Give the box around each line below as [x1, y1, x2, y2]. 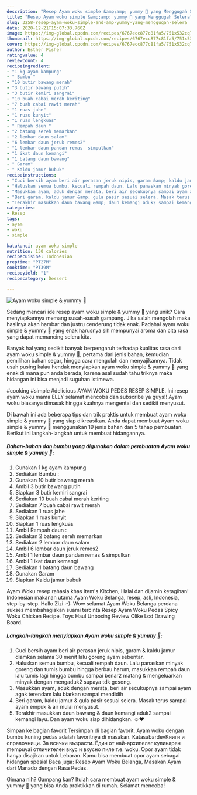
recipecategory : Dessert [6, 275, 67, 282]
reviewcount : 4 [6, 57, 44, 63]
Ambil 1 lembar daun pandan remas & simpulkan [15, 551, 131, 558]
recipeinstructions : [6, 172, 57, 178]
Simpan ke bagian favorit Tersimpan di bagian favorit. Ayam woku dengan [6, 727, 184, 734]
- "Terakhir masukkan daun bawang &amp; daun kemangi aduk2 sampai [6, 199, 175, 205]
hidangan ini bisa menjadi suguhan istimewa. [6, 375, 115, 383]
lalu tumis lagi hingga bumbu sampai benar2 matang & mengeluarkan [15, 672, 182, 679]
